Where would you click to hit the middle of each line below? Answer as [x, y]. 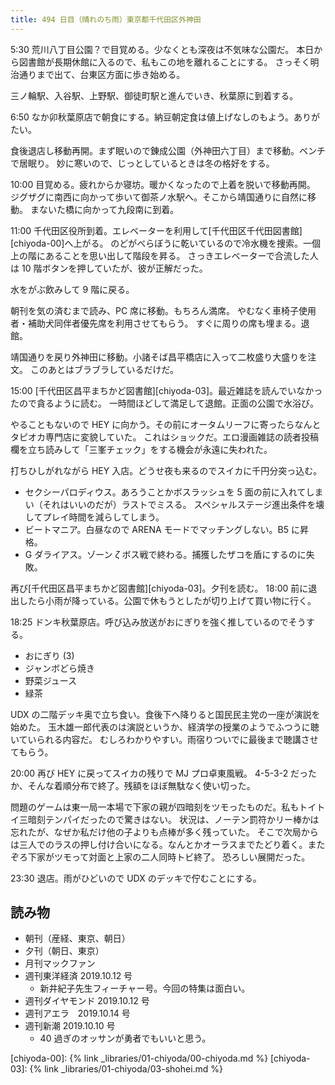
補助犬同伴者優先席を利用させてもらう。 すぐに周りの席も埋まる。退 [168, 323]
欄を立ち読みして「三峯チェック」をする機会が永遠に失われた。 [141, 449]
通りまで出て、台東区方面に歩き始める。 [102, 74]
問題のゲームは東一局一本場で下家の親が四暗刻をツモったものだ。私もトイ [163, 807]
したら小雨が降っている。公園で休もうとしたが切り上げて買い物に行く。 [167, 600]
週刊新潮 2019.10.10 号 [70, 1026]
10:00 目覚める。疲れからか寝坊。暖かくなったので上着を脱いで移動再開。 [163, 184]
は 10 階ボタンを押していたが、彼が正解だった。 [109, 268]
